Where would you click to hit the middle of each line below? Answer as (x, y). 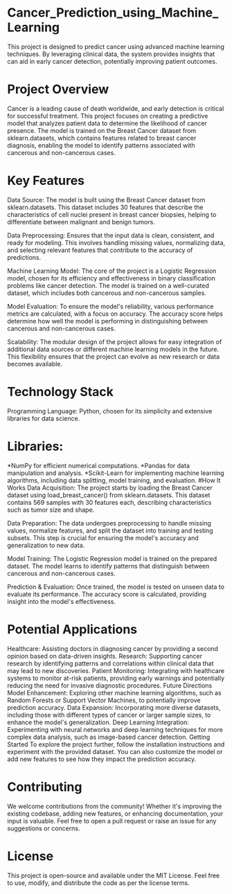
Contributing (45, 787)
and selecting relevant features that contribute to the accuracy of (100, 250)
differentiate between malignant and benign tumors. (81, 222)
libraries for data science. (44, 418)
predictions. (24, 257)
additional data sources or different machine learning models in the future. (113, 349)
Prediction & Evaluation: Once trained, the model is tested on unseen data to (116, 587)
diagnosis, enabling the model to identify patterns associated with (101, 145)
